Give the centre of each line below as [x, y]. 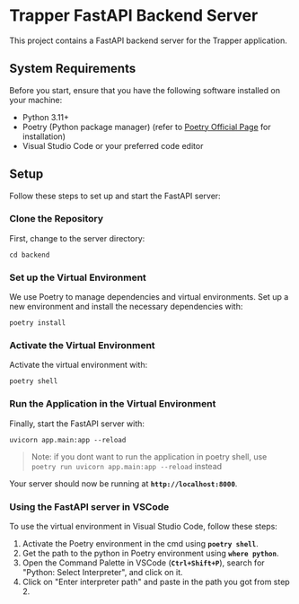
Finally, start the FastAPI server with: [77, 424]
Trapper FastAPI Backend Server [134, 16]
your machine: [36, 100]
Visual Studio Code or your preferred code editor [113, 145]
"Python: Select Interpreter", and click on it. [102, 573]
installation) [44, 136]
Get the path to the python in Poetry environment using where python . [150, 554]
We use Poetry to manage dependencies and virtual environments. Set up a [149, 297]
